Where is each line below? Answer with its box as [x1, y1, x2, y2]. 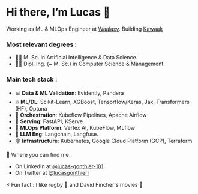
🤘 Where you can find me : [6, 151, 72, 158]
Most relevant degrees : [6, 40, 77, 49]
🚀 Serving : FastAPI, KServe [14, 117, 83, 125]
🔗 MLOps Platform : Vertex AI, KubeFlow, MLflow [14, 124, 136, 131]
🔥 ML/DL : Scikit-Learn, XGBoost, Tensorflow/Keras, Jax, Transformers [14, 98, 190, 105]
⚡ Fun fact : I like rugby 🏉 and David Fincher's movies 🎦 [6, 181, 143, 188]
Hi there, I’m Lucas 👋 [6, 5, 110, 19]
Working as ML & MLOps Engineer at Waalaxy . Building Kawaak [6, 25, 163, 32]
